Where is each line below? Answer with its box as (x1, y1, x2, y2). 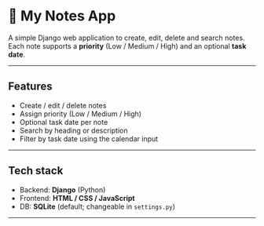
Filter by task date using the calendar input (19, 133, 159, 144)
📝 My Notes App (8, 7, 116, 25)
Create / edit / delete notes (19, 100, 107, 110)
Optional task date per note (19, 117, 108, 126)
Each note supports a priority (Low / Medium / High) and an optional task (8, 41, 247, 50)
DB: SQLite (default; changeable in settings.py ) (19, 202, 175, 211)
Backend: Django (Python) (19, 184, 106, 195)
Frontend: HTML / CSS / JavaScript (19, 193, 135, 202)
